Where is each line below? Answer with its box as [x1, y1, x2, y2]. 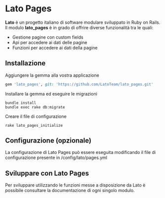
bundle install [5, 100, 37, 105]
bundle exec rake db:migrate [5, 104, 65, 109]
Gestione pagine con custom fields [12, 34, 83, 40]
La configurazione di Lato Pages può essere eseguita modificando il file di [5, 149, 156, 155]
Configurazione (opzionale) [5, 137, 91, 145]
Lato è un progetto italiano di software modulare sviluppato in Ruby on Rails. [5, 19, 161, 25]
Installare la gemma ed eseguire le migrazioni [5, 91, 97, 97]
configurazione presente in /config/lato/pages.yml [5, 154, 108, 161]
